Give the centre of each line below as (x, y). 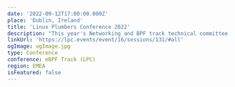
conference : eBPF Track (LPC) (52, 60)
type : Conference (33, 53)
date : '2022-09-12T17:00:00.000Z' (58, 14)
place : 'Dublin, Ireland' (45, 20)
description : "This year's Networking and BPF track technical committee (118, 33)
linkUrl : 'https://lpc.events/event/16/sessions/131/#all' (96, 40)
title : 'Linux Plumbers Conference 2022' (69, 27)
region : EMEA (26, 66)
